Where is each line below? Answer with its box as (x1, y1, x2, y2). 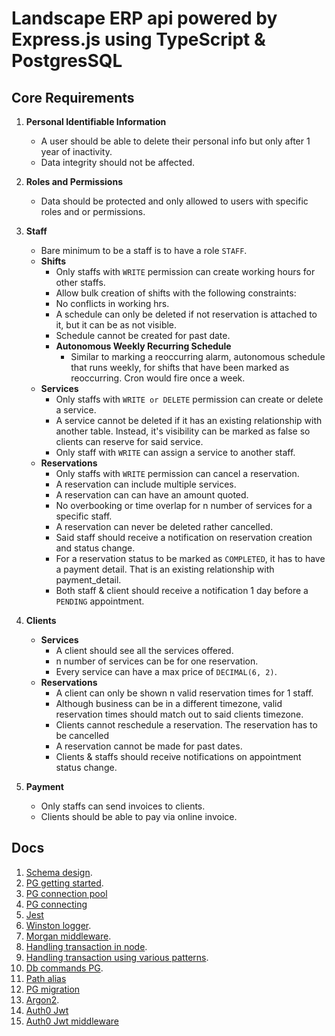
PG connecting (25, 898, 88, 910)
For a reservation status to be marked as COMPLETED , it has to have (55, 553, 326, 564)
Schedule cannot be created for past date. (55, 330, 231, 341)
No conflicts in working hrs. (55, 298, 170, 309)
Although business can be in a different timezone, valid (55, 698, 283, 709)
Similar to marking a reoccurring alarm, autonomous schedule (70, 351, 326, 362)
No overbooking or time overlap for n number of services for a (55, 500, 313, 511)
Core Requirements (11, 89, 135, 106)
